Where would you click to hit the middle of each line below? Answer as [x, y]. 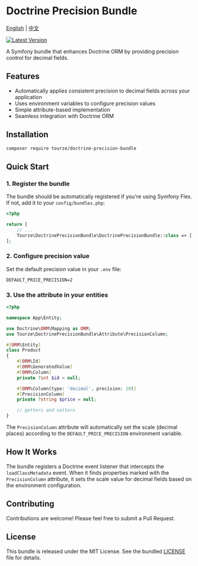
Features [23, 76]
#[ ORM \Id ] [29, 361]
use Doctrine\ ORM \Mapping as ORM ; [49, 328]
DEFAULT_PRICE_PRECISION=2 [39, 280]
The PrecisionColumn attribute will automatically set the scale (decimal [92, 427]
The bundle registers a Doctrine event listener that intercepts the [85, 466]
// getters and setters [46, 411]
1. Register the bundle [38, 183]
